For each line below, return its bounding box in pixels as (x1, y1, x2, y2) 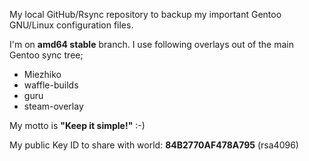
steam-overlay (23, 100, 84, 112)
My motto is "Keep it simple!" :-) (9, 120, 146, 131)
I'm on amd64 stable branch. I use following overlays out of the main (9, 39, 294, 50)
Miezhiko (23, 69, 62, 80)
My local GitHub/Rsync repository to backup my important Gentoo (9, 9, 282, 20)
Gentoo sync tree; (9, 49, 84, 61)
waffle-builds (23, 79, 79, 91)
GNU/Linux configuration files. (9, 19, 134, 31)
